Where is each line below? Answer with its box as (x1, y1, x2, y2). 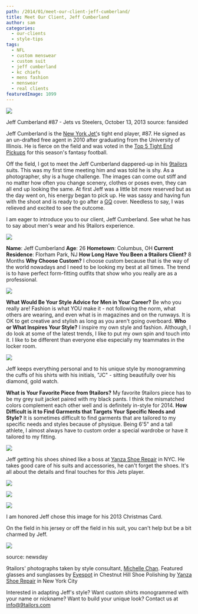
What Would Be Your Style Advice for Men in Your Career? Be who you (6, 298, 181, 305)
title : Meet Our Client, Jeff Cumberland (6, 14, 110, 20)
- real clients (11, 86, 49, 92)
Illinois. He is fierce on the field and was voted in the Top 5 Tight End (6, 143, 173, 150)
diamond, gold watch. (6, 377, 59, 384)
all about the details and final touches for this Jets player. (6, 468, 145, 475)
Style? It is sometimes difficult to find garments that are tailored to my (6, 414, 176, 421)
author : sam (6, 20, 35, 25)
